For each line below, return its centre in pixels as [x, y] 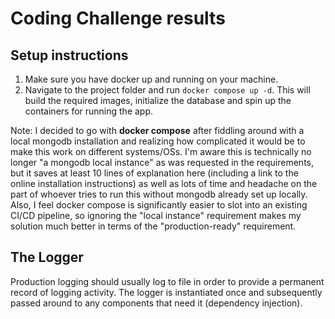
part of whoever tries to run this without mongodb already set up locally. [159, 194]
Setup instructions [69, 55]
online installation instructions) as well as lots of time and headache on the [164, 183]
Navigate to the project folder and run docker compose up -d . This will [167, 90]
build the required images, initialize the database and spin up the [158, 100]
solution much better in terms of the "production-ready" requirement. [153, 226]
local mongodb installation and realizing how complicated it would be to [158, 141]
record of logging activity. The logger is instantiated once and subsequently [166, 292]
